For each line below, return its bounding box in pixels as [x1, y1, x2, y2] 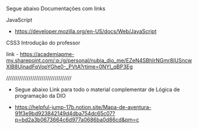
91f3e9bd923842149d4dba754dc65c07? [14, 110, 115, 117]
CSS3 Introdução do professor [6, 39, 81, 46]
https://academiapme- [20, 51, 75, 58]
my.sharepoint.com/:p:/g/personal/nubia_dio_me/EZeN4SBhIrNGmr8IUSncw [6, 57, 192, 64]
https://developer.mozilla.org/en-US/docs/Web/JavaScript [14, 28, 157, 35]
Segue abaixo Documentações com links [6, 5, 106, 12]
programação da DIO [14, 92, 66, 99]
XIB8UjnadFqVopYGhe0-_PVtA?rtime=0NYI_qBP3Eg [6, 63, 133, 70]
